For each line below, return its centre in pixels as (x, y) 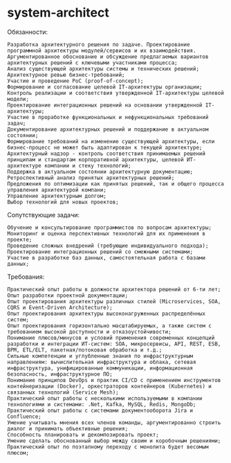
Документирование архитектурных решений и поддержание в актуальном (108, 129)
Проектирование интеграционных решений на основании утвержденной (105, 105)
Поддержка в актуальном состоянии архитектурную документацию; (100, 172)
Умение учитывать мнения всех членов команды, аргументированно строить (114, 423)
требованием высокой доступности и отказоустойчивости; (89, 332)
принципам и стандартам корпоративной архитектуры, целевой (96, 160)
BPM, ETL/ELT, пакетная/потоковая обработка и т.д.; (85, 350)
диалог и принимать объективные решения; (68, 428)
